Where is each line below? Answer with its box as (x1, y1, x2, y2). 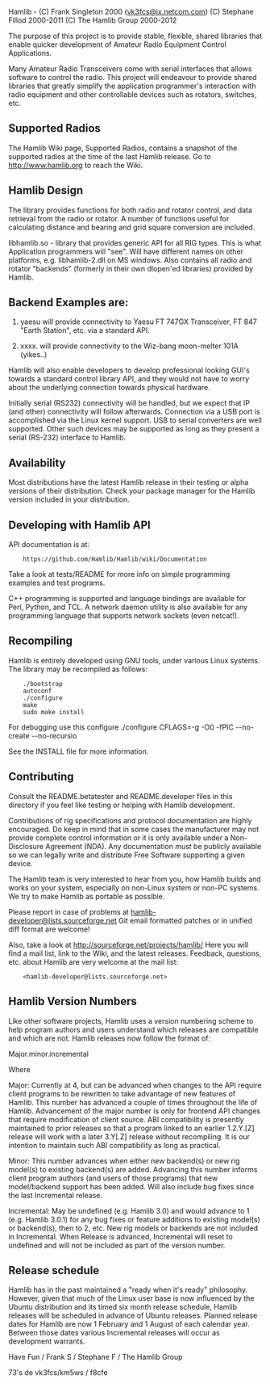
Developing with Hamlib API (8, 518, 151, 532)
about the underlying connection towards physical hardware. (8, 383, 211, 393)
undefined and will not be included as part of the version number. (8, 1240, 226, 1250)
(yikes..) (19, 350, 48, 360)
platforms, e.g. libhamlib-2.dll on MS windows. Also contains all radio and (8, 255, 252, 265)
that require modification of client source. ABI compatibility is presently (8, 1114, 244, 1124)
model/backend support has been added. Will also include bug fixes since (8, 1181, 255, 1191)
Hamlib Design (8, 183, 84, 197)
